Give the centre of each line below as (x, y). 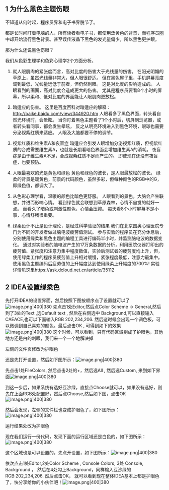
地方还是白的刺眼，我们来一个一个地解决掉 (49, 338)
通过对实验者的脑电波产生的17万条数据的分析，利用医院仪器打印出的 (93, 244)
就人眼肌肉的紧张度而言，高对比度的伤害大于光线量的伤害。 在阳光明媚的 (88, 71)
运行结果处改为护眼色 (27, 425)
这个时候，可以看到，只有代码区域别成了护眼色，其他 (108, 332)
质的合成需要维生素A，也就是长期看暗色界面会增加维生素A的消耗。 (82, 149)
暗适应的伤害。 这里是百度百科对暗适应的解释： (62, 107)
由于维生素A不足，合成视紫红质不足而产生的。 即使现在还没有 (85, 156)
